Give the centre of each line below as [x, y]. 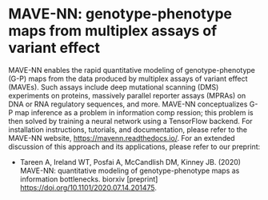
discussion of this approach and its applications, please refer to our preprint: [134, 146]
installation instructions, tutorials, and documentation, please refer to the [128, 130]
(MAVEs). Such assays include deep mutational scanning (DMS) [114, 87]
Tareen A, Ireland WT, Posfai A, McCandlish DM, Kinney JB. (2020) [130, 162]
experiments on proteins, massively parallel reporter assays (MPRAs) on [127, 95]
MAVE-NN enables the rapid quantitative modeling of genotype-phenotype [132, 70]
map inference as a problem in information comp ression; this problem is [134, 112]
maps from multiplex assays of [113, 31]
